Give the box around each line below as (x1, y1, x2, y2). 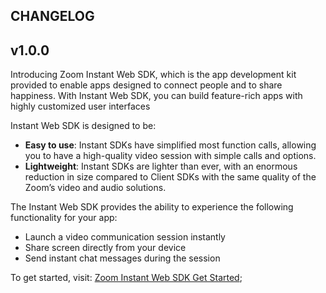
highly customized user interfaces (10, 100, 151, 113)
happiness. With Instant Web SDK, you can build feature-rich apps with (10, 90, 303, 102)
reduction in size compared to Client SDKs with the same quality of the (24, 171, 317, 183)
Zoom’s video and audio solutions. (24, 182, 167, 194)
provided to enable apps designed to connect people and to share (10, 79, 283, 91)
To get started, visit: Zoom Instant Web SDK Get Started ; (10, 272, 243, 284)
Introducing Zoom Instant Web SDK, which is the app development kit (10, 69, 297, 81)
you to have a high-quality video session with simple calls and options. (24, 150, 317, 162)
